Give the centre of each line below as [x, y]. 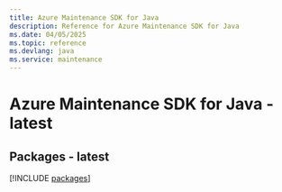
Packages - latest [59, 156]
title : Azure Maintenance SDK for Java [84, 18]
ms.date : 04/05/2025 [48, 34]
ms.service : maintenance [56, 59]
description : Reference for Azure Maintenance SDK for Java [125, 26]
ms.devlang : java [42, 51]
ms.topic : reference [48, 43]
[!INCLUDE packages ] [50, 178]
